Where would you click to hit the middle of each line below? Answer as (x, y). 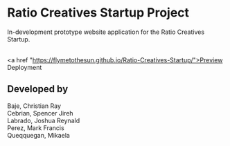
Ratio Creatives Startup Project (98, 13)
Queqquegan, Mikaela (39, 135)
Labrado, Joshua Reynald (44, 120)
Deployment (25, 67)
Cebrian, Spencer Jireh (41, 113)
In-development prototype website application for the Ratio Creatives (106, 32)
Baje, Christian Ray (34, 106)
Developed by (38, 89)
